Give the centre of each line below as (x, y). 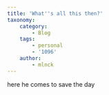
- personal (48, 45)
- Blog (41, 33)
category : (34, 26)
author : (30, 59)
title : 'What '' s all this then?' (55, 13)
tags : (28, 39)
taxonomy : (21, 20)
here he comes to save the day (51, 84)
